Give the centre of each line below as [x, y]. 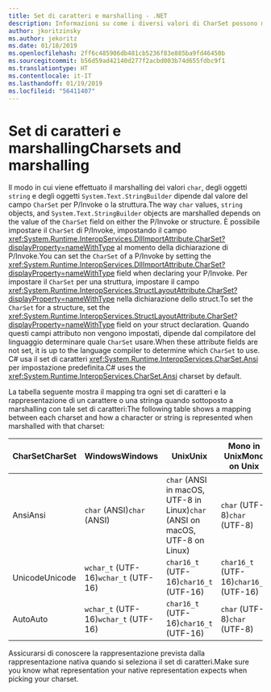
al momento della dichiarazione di [172, 248]
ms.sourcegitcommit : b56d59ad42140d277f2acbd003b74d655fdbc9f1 [117, 61]
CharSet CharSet [44, 456]
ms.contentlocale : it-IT [50, 76]
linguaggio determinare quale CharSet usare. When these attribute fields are [133, 342]
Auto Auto [30, 619]
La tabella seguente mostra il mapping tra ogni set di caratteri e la [117, 392]
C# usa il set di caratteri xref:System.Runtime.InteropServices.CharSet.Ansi [133, 359]
